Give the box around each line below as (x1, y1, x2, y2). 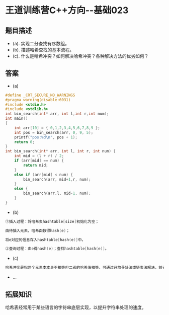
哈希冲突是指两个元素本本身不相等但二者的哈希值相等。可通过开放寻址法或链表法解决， (5, 265, 159, 270)
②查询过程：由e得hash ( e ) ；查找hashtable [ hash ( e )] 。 (5, 246, 109, 252)
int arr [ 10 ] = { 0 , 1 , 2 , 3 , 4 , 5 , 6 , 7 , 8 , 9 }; (14, 125, 101, 130)
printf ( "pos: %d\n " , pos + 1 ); (14, 134, 78, 140)
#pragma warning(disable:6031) (5, 97, 71, 102)
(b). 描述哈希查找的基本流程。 (12, 47, 74, 53)
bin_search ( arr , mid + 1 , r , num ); (23, 177, 92, 182)
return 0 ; (14, 139, 35, 144)
